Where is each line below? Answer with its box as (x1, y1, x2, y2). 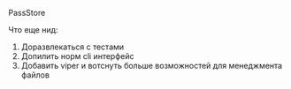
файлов (20, 70, 50, 80)
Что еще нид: (8, 25, 58, 34)
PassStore (8, 8, 46, 18)
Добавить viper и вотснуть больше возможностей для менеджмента (20, 61, 283, 70)
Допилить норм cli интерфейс (20, 51, 134, 61)
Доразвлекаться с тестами (20, 41, 125, 52)
